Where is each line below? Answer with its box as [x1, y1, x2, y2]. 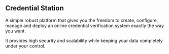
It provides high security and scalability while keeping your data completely [5, 37, 163, 43]
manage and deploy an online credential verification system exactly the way [5, 22, 164, 28]
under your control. [5, 42, 46, 49]
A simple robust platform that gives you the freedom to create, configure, [5, 17, 158, 23]
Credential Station [5, 4, 64, 12]
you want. [5, 27, 26, 34]
